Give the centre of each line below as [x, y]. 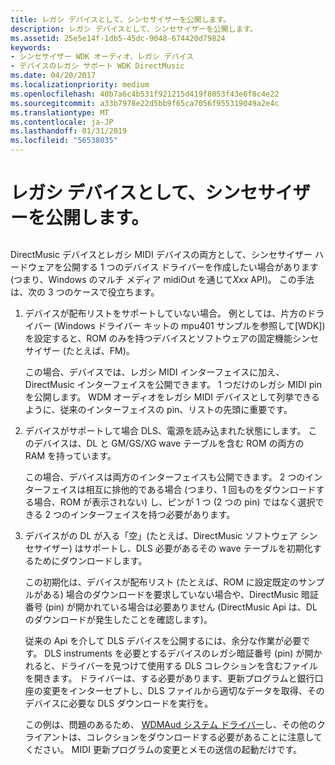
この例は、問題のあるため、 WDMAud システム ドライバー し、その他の [170, 724]
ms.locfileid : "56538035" [64, 141]
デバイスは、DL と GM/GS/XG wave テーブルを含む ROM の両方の [169, 443]
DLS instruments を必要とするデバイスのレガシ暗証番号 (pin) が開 [179, 653]
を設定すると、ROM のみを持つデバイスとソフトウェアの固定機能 [158, 338]
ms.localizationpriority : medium [80, 85]
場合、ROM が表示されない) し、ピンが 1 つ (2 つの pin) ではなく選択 [174, 502]
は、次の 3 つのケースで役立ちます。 [85, 292]
